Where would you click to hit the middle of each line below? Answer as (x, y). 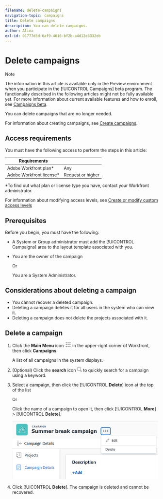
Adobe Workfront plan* (31, 168)
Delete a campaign (34, 333)
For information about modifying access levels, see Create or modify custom (81, 200)
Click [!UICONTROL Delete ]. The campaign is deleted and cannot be (81, 487)
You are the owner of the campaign (47, 257)
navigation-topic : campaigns (34, 15)
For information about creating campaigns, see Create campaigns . (71, 123)
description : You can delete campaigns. (47, 26)
